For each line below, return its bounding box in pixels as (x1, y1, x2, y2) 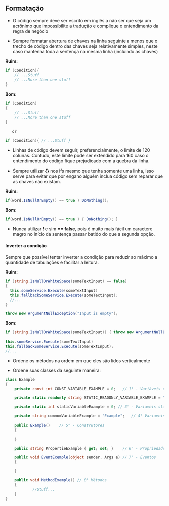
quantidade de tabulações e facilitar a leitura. (5, 259, 99, 266)
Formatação (5, 4, 44, 13)
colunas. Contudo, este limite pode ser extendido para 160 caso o (12, 153, 149, 159)
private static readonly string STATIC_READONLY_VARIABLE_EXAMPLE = (14, 395, 161, 400)
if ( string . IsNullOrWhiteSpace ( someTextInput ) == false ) (5, 279, 127, 284)
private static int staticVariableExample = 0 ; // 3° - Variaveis (14, 404, 156, 409)
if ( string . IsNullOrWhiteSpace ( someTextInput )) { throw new (5, 330, 134, 335)
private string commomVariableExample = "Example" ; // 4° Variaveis (14, 413, 165, 419)
